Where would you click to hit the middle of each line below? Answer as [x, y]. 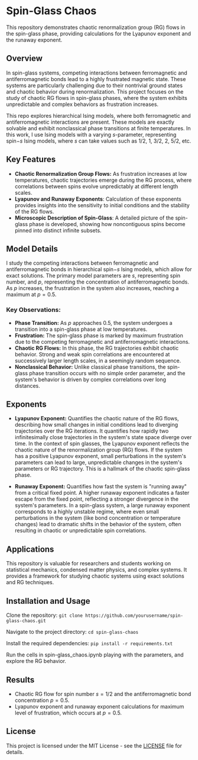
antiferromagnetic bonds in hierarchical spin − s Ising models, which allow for [99, 269]
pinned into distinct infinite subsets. [58, 230]
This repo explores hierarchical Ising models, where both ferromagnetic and [98, 115]
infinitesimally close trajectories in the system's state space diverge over [103, 437]
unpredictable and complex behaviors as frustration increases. [82, 104]
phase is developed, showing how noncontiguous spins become [107, 224]
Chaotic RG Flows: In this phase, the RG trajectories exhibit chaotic [97, 348]
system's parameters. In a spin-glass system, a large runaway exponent [102, 505]
